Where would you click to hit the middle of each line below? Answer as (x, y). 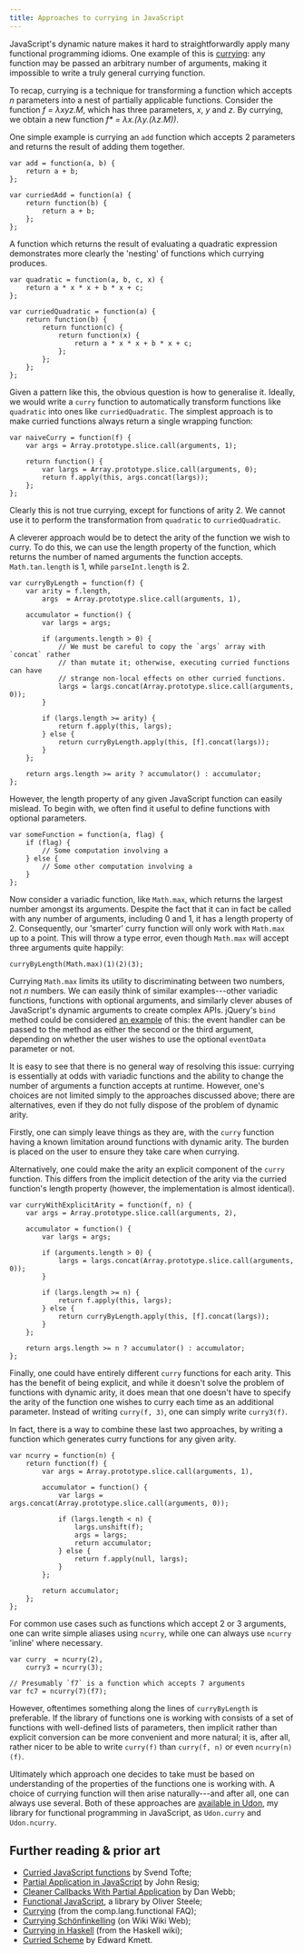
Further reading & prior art (85, 1851)
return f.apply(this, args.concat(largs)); (125, 477)
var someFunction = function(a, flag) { (87, 834)
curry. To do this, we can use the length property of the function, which (143, 547)
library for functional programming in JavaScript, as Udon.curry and (135, 1812)
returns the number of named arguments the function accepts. (126, 556)
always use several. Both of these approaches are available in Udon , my (144, 1803)
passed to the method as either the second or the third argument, (132, 1029)
